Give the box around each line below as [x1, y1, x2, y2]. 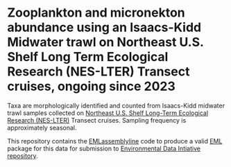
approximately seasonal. [7, 123, 78, 132]
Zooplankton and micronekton [7, 5, 185, 21]
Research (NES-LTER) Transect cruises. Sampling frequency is [7, 116, 187, 124]
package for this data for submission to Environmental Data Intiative [7, 144, 201, 152]
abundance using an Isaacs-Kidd [7, 19, 202, 35]
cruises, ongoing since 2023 [7, 78, 176, 94]
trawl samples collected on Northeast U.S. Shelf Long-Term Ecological [7, 109, 209, 117]
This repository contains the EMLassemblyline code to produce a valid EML [7, 137, 223, 145]
